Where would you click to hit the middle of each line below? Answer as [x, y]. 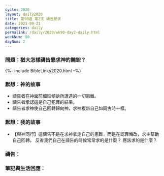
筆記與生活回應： [25, 169]
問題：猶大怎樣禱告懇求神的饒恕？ [46, 59]
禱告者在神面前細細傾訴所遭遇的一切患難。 [55, 96]
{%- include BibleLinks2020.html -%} [43, 71]
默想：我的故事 [23, 122]
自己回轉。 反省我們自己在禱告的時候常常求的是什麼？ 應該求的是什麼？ [85, 140]
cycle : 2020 [17, 10]
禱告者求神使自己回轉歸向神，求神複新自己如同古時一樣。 [70, 108]
